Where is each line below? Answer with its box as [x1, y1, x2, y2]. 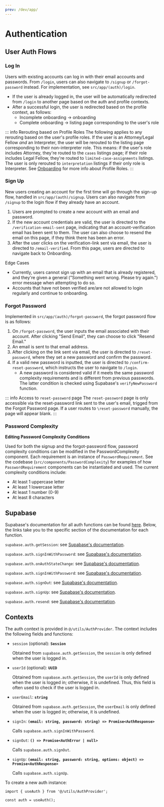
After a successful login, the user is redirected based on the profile [12, 104, 147, 110]
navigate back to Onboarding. [12, 250, 72, 256]
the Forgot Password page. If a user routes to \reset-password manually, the [5, 405, 158, 412]
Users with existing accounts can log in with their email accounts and [5, 73, 144, 79]
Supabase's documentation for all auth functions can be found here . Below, [5, 522, 157, 528]
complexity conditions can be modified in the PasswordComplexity [5, 449, 140, 455]
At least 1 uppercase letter [12, 479, 65, 485]
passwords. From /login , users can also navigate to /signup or [5, 79, 131, 85]
